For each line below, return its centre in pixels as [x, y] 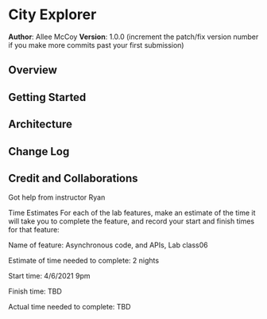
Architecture [41, 124]
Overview [33, 70]
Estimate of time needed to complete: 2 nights [84, 261]
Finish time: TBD [35, 291]
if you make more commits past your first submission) [96, 45]
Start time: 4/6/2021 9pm [49, 276]
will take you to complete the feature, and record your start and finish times [132, 221]
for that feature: [34, 230]
